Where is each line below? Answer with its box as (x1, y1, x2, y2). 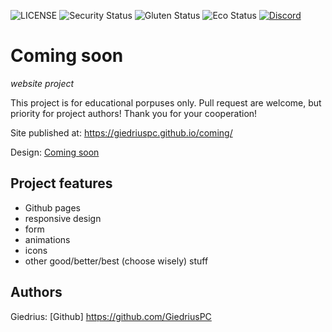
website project (10, 77, 75, 89)
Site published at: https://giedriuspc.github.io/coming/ (10, 126, 233, 139)
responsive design (24, 212, 102, 224)
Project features (10, 175, 113, 192)
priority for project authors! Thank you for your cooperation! (10, 107, 258, 119)
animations (24, 233, 71, 245)
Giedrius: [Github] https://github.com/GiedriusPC (10, 310, 212, 322)
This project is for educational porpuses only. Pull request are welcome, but (10, 96, 322, 109)
